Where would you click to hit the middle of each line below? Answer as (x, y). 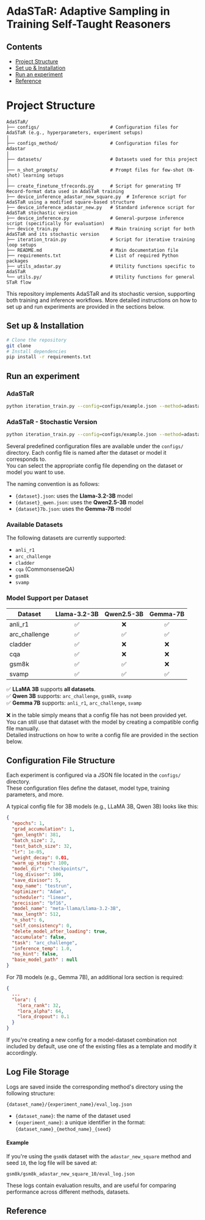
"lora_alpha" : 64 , (41, 1011)
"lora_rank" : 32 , (39, 1005)
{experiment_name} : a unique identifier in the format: (80, 1122)
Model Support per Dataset (47, 598)
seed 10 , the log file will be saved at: (52, 1163)
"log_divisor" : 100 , (38, 875)
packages (17, 261)
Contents (24, 47)
